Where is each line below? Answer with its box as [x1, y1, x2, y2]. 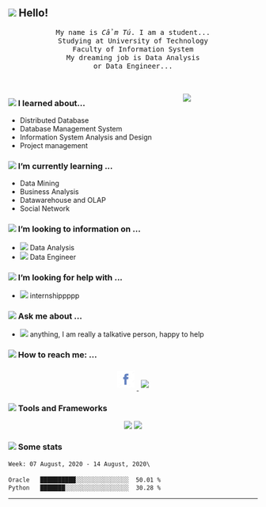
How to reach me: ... [17, 349, 97, 360]
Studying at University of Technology [58, 36, 208, 45]
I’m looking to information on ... [17, 223, 141, 234]
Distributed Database [19, 116, 89, 125]
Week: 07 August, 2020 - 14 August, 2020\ [8, 460, 150, 468]
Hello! [18, 6, 49, 20]
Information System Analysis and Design [19, 132, 153, 142]
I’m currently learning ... [17, 161, 113, 172]
